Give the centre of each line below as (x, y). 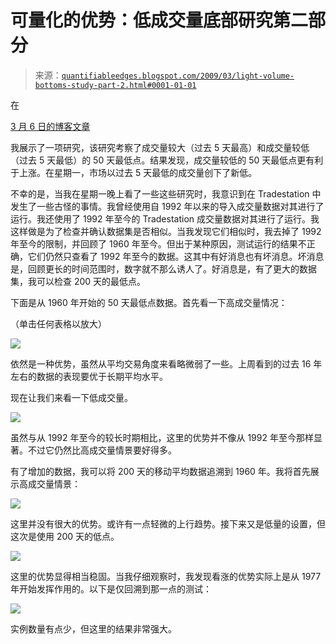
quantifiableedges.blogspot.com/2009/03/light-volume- (178, 76)
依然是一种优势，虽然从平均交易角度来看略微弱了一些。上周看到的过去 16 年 (166, 363)
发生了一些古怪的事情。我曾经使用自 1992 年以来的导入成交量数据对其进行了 (167, 206)
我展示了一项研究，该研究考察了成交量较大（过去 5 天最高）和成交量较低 (160, 147)
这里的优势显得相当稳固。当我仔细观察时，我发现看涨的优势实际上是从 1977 (166, 576)
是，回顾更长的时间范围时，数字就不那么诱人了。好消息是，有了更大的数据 (163, 268)
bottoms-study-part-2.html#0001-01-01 (115, 85)
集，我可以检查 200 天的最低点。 (78, 281)
